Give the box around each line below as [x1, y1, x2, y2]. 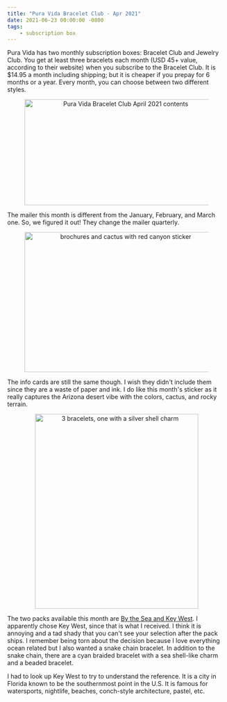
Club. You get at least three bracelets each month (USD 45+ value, [7, 56, 198, 65]
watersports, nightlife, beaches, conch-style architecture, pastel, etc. [7, 687, 205, 695]
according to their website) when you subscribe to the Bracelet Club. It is [7, 63, 217, 72]
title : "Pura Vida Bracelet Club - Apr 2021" [7, 10, 141, 17]
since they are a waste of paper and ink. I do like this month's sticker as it [7, 385, 217, 394]
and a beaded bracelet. [7, 659, 74, 667]
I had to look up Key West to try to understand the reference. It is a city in [7, 672, 217, 680]
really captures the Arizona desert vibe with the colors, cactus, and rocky [7, 393, 217, 401]
